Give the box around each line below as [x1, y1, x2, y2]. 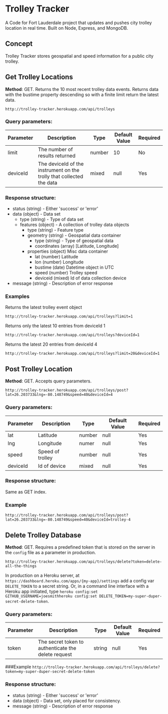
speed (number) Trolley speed [34, 270, 97, 276]
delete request [37, 651, 72, 658]
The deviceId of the [37, 160, 84, 167]
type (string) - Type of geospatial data [34, 238, 114, 244]
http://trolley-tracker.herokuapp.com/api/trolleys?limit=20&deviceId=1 [5, 351, 160, 356]
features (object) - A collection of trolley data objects [19, 222, 129, 228]
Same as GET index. [5, 488, 46, 495]
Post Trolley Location [5, 365, 72, 373]
